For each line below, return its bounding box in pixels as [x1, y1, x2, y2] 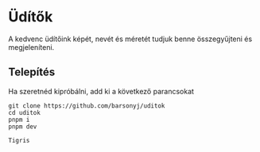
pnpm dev [8, 123, 37, 131]
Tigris [8, 136, 30, 144]
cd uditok [8, 108, 41, 116]
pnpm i [8, 116, 30, 123]
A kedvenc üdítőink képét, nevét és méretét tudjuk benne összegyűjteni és [8, 34, 253, 44]
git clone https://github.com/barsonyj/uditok [8, 101, 165, 110]
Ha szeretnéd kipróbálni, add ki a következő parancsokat [8, 86, 195, 96]
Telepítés [8, 66, 56, 79]
